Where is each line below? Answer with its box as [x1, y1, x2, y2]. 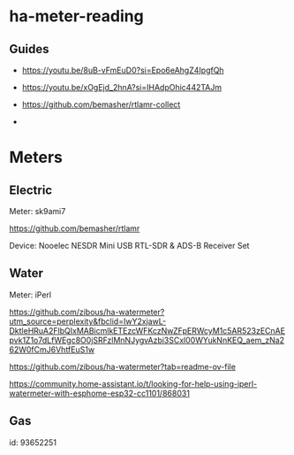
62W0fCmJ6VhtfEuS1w [9, 343, 95, 355]
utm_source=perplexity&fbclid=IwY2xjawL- [9, 316, 166, 327]
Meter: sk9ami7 [9, 206, 66, 216]
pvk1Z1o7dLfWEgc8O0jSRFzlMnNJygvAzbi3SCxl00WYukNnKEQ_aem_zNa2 [9, 335, 285, 345]
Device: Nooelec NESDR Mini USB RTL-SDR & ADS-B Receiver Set [9, 241, 250, 251]
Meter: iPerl [9, 289, 51, 300]
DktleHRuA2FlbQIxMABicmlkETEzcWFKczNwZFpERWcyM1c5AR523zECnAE [9, 325, 285, 335]
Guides [9, 42, 50, 57]
